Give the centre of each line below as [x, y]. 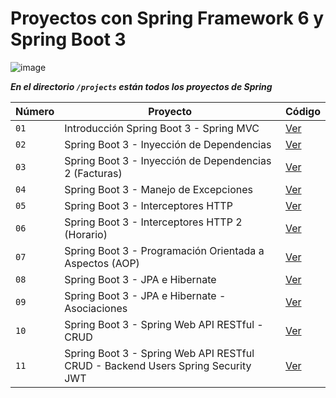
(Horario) [86, 234]
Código [303, 111]
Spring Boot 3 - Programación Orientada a [164, 250]
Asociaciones [96, 308]
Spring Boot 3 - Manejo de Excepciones [158, 189]
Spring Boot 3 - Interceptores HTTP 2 [153, 222]
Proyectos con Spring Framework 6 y [167, 18]
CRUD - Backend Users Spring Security [158, 365]
